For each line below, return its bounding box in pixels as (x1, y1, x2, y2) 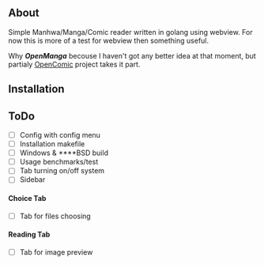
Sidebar (19, 175, 46, 184)
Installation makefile (19, 139, 85, 149)
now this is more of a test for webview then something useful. (8, 36, 209, 45)
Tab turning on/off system (19, 166, 105, 176)
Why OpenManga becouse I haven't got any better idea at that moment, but (8, 51, 257, 60)
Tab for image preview (19, 247, 93, 256)
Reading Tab (8, 229, 51, 240)
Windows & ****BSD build (19, 148, 109, 157)
